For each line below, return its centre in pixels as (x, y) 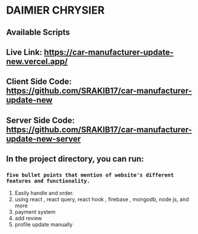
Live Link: (24, 52)
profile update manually (44, 225)
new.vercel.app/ (37, 61)
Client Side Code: (39, 81)
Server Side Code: (41, 120)
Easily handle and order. (44, 193)
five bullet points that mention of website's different (90, 175)
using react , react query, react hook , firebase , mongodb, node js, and (102, 200)
